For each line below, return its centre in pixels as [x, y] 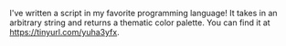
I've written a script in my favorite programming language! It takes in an [143, 13]
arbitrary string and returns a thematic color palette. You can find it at [140, 23]
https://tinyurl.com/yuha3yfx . [65, 32]
